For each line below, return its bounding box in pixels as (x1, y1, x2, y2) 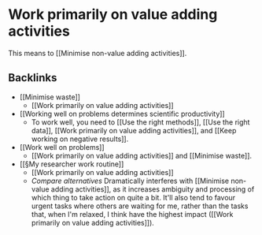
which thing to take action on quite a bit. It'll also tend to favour (31, 192, 236, 202)
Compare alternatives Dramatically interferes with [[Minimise (31, 176, 230, 185)
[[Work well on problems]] (19, 142, 105, 151)
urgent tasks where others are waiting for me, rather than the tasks (31, 201, 249, 211)
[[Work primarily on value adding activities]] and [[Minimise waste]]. (31, 151, 253, 160)
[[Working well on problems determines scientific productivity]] (19, 109, 226, 118)
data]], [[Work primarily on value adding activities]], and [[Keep (31, 125, 237, 135)
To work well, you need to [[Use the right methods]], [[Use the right (31, 117, 250, 127)
